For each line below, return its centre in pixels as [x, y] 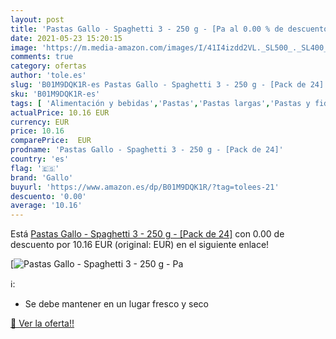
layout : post [37, 19]
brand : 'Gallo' [42, 177]
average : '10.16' [46, 206]
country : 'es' [40, 159]
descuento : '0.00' [48, 196]
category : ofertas [48, 66]
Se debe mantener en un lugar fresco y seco [116, 304]
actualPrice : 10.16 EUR [60, 112]
